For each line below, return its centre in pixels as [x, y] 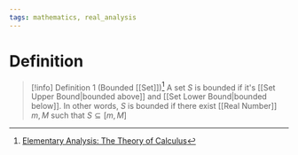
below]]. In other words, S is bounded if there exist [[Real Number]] [154, 106]
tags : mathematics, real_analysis [73, 17]
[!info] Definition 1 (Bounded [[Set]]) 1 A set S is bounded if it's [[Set [153, 87]
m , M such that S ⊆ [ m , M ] [78, 115]
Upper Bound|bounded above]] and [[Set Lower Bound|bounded [149, 97]
